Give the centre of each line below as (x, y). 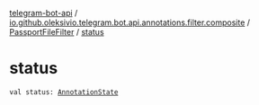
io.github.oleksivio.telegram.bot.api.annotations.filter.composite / (129, 22)
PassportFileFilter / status (57, 32)
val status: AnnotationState (64, 92)
